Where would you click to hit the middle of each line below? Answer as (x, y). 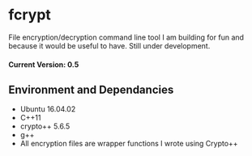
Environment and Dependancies (91, 89)
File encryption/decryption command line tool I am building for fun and (126, 37)
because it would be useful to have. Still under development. (109, 45)
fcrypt (30, 15)
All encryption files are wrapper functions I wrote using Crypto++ (129, 144)
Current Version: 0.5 (44, 64)
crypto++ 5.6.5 (45, 126)
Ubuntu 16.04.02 (48, 109)
